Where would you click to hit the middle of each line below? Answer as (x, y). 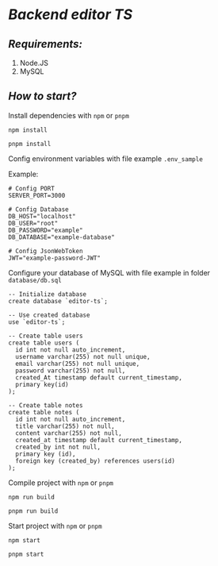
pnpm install (30, 144)
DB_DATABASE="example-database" (61, 237)
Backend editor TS (71, 15)
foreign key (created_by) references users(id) (96, 461)
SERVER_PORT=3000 (37, 195)
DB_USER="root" (33, 223)
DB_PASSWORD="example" (46, 230)
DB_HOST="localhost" (42, 216)
